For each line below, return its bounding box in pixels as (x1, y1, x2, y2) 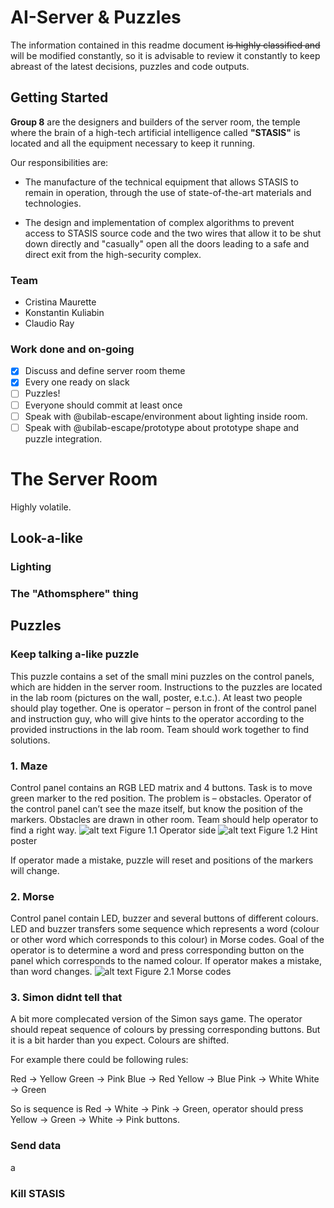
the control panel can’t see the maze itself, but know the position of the (10, 802, 303, 815)
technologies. (24, 197, 82, 209)
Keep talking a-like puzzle (10, 647, 140, 661)
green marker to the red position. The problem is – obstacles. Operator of (10, 792, 312, 804)
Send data (10, 1139, 62, 1153)
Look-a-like (10, 530, 84, 547)
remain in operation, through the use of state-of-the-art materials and (24, 186, 312, 198)
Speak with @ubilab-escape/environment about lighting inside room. (24, 410, 308, 422)
